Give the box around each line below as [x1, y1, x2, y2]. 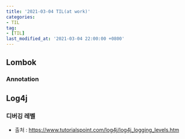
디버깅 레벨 [6, 112, 36, 120]
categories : [6, 14, 35, 20]
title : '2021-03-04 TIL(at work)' [6, 8, 91, 15]
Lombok [6, 57, 37, 67]
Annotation [6, 75, 39, 83]
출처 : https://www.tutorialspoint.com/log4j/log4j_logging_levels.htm [14, 127, 179, 133]
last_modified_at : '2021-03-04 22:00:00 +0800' [6, 36, 125, 42]
